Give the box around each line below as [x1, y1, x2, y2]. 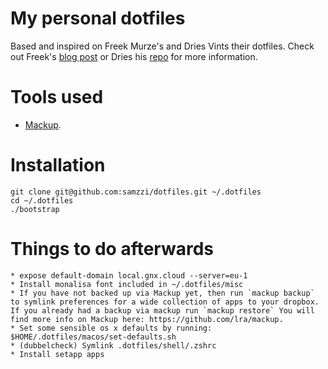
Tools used [10, 86, 104, 109]
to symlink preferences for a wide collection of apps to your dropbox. [10, 297, 320, 307]
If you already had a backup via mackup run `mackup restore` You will [10, 305, 315, 316]
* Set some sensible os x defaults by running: [10, 323, 213, 333]
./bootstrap [10, 204, 60, 214]
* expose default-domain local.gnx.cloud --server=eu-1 [10, 270, 248, 281]
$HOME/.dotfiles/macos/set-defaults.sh [10, 332, 177, 342]
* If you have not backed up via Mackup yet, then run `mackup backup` [10, 288, 315, 298]
